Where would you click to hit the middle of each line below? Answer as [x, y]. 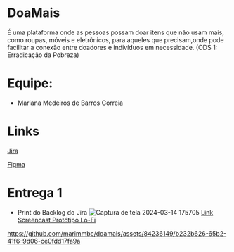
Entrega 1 [35, 193]
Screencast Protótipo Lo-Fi [57, 220]
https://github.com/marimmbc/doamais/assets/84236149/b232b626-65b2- [117, 233]
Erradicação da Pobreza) [43, 55]
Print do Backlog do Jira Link [115, 212]
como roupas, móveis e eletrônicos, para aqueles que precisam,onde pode [116, 39]
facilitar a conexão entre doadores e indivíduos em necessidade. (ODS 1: [112, 47]
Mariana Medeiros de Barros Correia [70, 103]
